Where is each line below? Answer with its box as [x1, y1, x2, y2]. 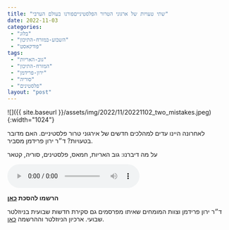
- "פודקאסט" [10, 43, 42, 50]
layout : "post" [7, 89, 52, 96]
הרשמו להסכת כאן [7, 194, 58, 203]
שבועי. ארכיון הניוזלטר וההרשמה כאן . [7, 215, 104, 224]
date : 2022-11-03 [7, 17, 58, 24]
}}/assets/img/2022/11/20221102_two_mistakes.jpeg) [58, 108, 211, 117]
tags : [7, 50, 23, 57]
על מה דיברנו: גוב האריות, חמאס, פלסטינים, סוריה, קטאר [7, 151, 158, 159]
